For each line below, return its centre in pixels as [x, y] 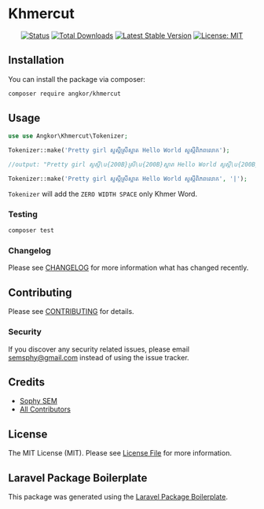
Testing [23, 214]
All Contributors [45, 409]
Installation [36, 60]
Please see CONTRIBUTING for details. [71, 312]
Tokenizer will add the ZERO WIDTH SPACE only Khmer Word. [103, 194]
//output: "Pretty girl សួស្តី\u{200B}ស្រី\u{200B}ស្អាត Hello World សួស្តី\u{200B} [134, 165]
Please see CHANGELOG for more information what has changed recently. [128, 267]
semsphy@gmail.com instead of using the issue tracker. [99, 357]
